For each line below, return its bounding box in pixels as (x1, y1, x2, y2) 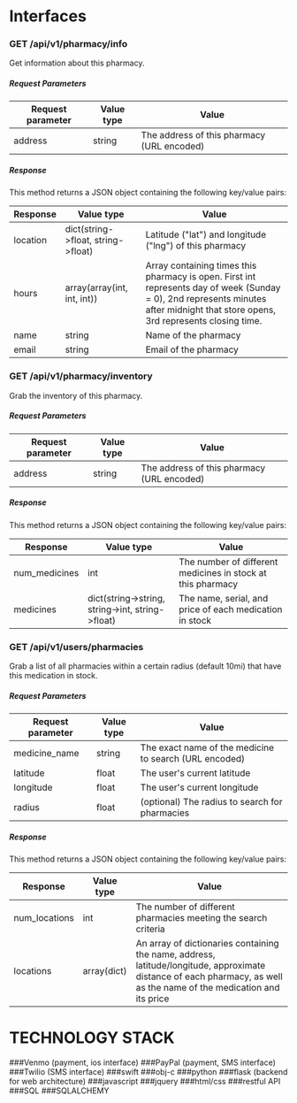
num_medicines (13, 566, 80, 578)
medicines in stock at (178, 566, 267, 578)
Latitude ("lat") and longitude (145, 228, 267, 241)
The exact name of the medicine (140, 741, 275, 754)
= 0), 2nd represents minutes (145, 293, 267, 305)
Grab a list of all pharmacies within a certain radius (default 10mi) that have (9, 661, 282, 671)
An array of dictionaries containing (135, 937, 280, 949)
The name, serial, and (178, 592, 269, 604)
